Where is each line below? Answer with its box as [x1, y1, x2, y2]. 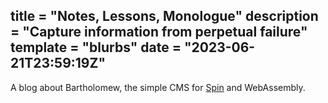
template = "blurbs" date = [10, 39, 182, 56]
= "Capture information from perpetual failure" [10, 24, 308, 41]
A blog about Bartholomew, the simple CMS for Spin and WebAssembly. [10, 81, 306, 93]
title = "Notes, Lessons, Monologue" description [10, 8, 319, 25]
